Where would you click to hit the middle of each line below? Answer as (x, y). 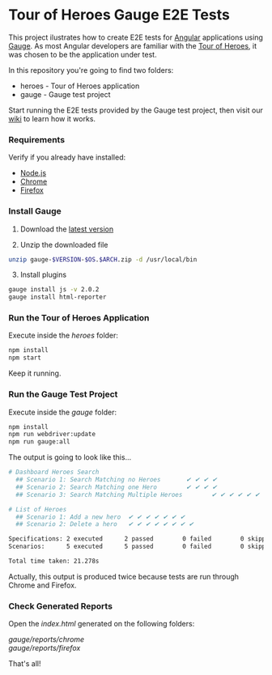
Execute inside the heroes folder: (64, 335)
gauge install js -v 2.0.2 (54, 290)
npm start (25, 358)
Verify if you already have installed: (67, 157)
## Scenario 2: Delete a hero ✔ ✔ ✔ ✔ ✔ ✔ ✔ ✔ (105, 524)
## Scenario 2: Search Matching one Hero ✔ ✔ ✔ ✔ (117, 487)
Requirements (37, 139)
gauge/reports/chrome (47, 639)
